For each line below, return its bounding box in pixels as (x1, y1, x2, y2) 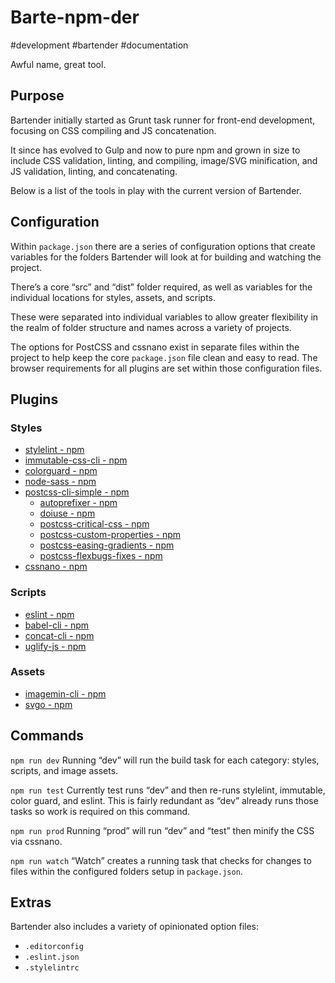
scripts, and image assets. (10, 764, 119, 776)
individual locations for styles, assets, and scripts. (10, 291, 217, 303)
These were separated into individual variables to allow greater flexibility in (10, 311, 319, 323)
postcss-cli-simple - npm (24, 486, 130, 498)
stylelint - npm (24, 444, 85, 456)
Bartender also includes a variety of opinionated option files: (10, 921, 260, 933)
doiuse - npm (39, 507, 96, 520)
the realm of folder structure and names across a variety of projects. (10, 321, 292, 333)
